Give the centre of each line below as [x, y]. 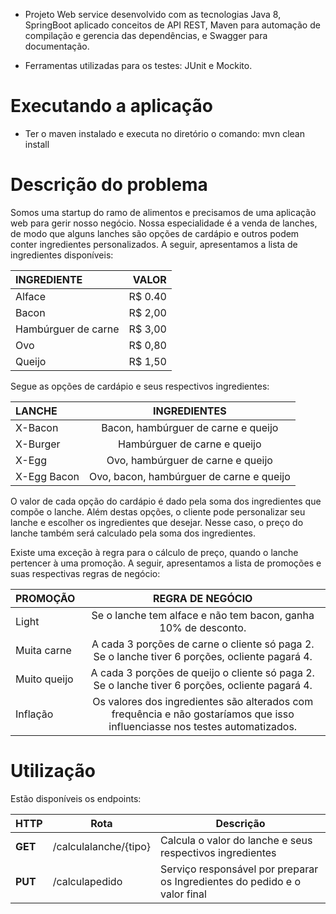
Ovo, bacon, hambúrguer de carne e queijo [189, 476]
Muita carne [43, 650]
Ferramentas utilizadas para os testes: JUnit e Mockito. [138, 65]
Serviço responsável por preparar [239, 869]
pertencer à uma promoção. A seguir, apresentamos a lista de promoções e [166, 563]
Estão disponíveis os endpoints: [76, 798]
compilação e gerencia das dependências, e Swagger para [146, 35]
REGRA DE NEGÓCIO [202, 598]
